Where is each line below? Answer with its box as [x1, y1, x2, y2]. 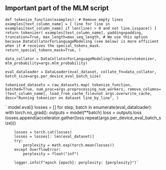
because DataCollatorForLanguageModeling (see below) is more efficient [5, 39, 159, 44]
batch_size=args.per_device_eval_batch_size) [5, 74, 101, 79]
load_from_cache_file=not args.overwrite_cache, [49, 91, 153, 96]
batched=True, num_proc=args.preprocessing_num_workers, [5, 86, 126, 91]
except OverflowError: [14, 147, 61, 152]
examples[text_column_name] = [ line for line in [5, 21, 110, 26]
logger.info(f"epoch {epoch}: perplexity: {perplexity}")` [14, 160, 139, 165]
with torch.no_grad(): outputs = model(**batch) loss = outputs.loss [5, 109, 142, 115]
